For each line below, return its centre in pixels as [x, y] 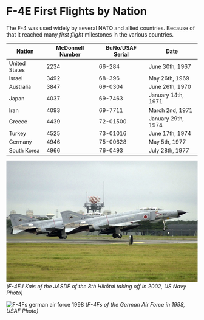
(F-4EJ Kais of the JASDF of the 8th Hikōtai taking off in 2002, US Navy [96, 287]
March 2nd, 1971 [171, 110]
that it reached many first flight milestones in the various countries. [90, 34]
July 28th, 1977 [169, 150]
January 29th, [166, 118]
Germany [20, 142]
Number [70, 54]
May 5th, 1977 [167, 142]
